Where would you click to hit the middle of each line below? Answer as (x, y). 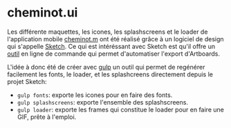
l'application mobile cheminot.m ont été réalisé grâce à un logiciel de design (115, 39)
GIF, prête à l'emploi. (47, 117)
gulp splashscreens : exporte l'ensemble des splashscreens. (103, 102)
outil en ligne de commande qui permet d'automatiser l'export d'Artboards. (113, 54)
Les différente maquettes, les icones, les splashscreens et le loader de (108, 32)
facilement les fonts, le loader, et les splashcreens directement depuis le (110, 74)
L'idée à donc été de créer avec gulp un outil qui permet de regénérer (106, 67)
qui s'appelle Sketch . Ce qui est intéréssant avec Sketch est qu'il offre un (111, 46)
